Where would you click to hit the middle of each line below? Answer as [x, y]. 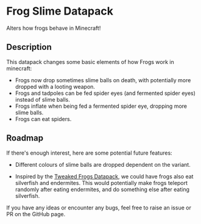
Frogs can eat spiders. [43, 119]
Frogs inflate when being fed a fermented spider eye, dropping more [101, 106]
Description [29, 47]
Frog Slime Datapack [60, 11]
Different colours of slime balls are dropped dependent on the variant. [103, 164]
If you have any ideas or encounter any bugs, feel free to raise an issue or [99, 208]
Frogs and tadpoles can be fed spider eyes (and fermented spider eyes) [105, 93]
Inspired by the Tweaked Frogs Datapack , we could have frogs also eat [104, 176]
